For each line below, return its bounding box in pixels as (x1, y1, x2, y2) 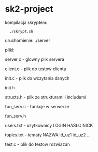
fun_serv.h (5, 113, 26, 119)
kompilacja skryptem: (5, 19, 48, 25)
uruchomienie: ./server (5, 38, 51, 43)
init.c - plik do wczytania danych (5, 75, 70, 81)
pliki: (5, 47, 14, 53)
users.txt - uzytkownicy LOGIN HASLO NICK (5, 122, 93, 128)
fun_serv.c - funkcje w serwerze (5, 103, 70, 109)
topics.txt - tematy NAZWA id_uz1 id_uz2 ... (5, 132, 91, 137)
